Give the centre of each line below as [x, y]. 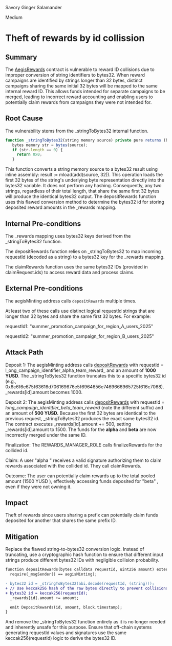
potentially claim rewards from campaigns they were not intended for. [79, 102]
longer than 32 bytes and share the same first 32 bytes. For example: [78, 316]
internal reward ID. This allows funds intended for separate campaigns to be [85, 91]
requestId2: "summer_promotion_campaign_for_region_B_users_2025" [80, 336]
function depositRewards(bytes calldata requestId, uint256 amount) [80, 570]
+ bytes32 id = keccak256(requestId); [47, 593]
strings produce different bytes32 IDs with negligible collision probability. [82, 560]
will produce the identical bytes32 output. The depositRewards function [81, 196]
